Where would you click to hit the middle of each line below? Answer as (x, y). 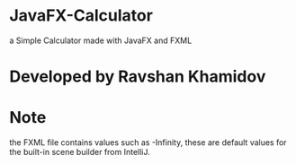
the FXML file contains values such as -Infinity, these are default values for (148, 142)
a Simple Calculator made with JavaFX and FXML (101, 40)
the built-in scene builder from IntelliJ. (80, 152)
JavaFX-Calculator (81, 16)
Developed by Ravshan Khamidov (138, 77)
